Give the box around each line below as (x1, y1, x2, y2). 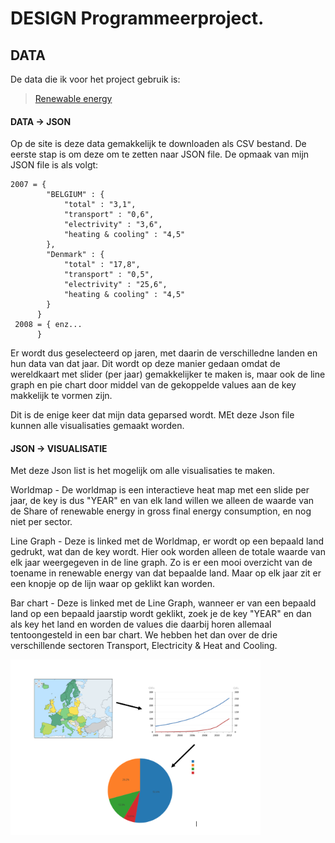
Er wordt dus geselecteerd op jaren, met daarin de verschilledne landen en (10, 347, 318, 359)
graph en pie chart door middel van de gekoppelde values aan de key (10, 379, 297, 391)
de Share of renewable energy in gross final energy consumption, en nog (10, 505, 312, 517)
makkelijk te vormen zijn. (10, 390, 113, 402)
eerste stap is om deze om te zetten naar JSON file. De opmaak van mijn (10, 148, 310, 161)
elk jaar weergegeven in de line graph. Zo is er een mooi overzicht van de (10, 557, 313, 569)
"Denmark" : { (46, 250, 105, 260)
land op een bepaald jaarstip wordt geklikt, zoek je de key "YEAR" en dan (10, 608, 312, 620)
